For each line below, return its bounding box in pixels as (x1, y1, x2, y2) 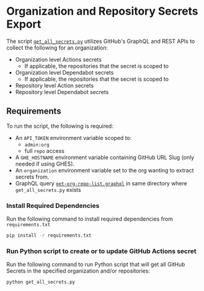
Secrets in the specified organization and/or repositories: (6, 267, 150, 274)
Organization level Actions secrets (15, 56, 102, 63)
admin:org (24, 142, 50, 148)
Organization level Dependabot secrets (15, 68, 114, 76)
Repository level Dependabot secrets (15, 88, 109, 95)
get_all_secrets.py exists (15, 186, 81, 193)
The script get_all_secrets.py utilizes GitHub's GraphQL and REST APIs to (6, 37, 195, 45)
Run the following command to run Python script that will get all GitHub (6, 261, 186, 268)
